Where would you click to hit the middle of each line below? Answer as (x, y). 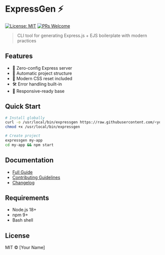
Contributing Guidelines (36, 177)
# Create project (23, 136)
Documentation (29, 160)
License (17, 236)
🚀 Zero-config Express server (42, 68)
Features (19, 56)
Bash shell (23, 220)
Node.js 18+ (24, 210)
